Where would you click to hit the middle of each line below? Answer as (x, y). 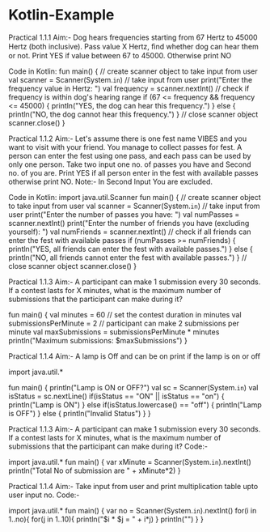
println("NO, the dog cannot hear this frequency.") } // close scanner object (133, 114)
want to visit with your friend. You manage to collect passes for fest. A (125, 147)
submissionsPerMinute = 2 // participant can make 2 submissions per (124, 323)
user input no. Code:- (44, 495)
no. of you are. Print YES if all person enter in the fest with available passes (133, 172)
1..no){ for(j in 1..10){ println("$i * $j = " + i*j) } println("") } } (106, 519)
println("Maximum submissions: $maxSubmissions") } (98, 340)
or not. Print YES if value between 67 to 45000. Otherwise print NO (120, 55)
